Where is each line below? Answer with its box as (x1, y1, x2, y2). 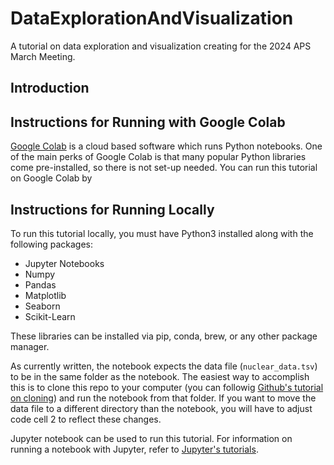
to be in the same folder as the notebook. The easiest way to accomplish (10, 370, 310, 382)
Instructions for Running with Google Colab (10, 113, 286, 131)
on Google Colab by (10, 172, 93, 184)
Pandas (24, 278, 57, 291)
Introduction (10, 80, 90, 97)
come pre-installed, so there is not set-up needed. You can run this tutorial (10, 162, 318, 174)
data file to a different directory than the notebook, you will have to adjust (10, 402, 313, 414)
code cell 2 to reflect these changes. (10, 413, 162, 425)
